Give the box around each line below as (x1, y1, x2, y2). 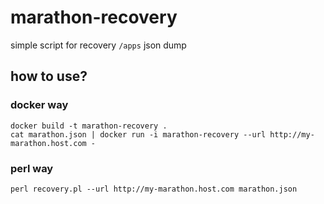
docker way (10, 98, 69, 112)
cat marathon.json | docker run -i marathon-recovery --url (10, 129, 267, 140)
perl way (10, 161, 54, 175)
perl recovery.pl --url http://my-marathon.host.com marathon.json (10, 184, 298, 194)
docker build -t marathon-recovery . (10, 121, 168, 131)
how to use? (10, 68, 88, 85)
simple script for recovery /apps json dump (10, 39, 187, 51)
